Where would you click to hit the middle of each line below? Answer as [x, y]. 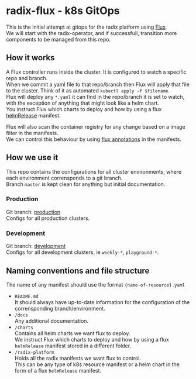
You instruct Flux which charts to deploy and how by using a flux [84, 109]
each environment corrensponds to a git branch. [64, 178]
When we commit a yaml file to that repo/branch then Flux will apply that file [98, 84]
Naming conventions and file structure [78, 271]
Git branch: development [36, 246]
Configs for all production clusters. [48, 218]
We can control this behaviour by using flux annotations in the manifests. [94, 139]
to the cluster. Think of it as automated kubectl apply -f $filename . [88, 90]
